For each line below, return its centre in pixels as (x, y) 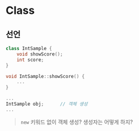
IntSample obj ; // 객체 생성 (47, 104)
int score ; (30, 60)
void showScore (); (40, 54)
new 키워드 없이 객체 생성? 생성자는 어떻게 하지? (76, 122)
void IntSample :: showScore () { (45, 76)
